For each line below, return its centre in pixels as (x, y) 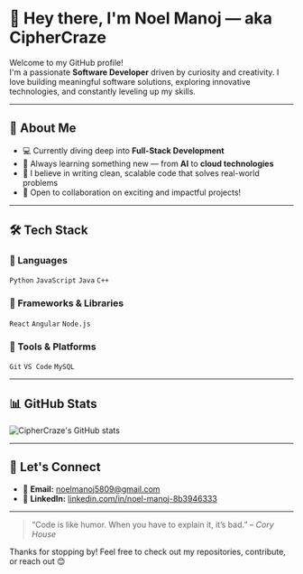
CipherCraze (58, 37)
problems (40, 182)
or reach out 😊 (37, 561)
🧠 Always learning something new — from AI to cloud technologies (148, 163)
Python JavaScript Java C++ (60, 281)
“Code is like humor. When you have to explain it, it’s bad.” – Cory (153, 524)
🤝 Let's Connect (55, 467)
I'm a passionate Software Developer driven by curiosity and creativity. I (144, 72)
